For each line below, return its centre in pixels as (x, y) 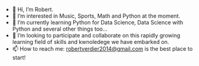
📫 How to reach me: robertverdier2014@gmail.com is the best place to (102, 49)
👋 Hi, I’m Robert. (33, 9)
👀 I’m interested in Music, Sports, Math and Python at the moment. (96, 16)
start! (19, 57)
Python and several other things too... (60, 29)
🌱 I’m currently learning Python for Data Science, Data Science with (98, 22)
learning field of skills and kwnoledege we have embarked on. (91, 42)
